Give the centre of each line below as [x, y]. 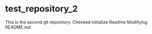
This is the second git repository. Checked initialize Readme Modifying [76, 22]
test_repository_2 [41, 9]
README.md [18, 27]
